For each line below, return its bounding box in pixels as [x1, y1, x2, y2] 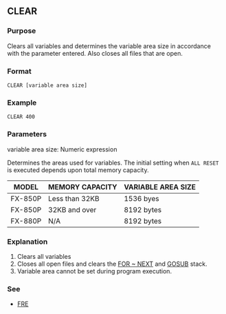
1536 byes [123, 193, 159, 203]
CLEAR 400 [7, 114, 36, 121]
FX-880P [10, 216, 42, 226]
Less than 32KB [47, 193, 100, 203]
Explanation [7, 237, 48, 247]
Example [7, 98, 37, 107]
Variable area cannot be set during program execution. [16, 266, 172, 275]
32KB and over [47, 205, 97, 214]
